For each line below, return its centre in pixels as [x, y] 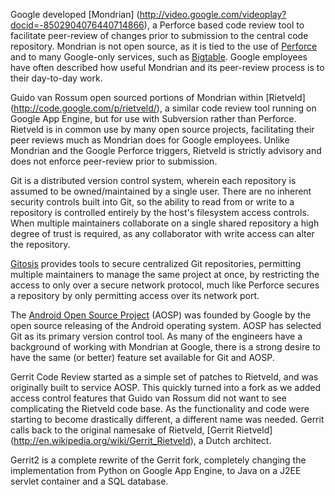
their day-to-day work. [56, 78]
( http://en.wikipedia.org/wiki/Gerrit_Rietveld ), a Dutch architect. [141, 440]
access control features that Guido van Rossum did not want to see [148, 398]
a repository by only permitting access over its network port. [135, 295]
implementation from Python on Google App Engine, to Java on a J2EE [156, 470]
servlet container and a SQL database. [89, 481]
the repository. [40, 244]
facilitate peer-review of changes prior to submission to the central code [159, 35]
